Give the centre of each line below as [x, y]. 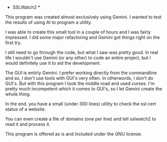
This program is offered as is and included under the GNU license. [74, 134]
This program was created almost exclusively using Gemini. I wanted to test [83, 17]
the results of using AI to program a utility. [49, 22]
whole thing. [18, 94]
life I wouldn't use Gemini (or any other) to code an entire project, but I [78, 58]
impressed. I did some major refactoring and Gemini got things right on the [82, 37]
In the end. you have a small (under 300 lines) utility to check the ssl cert [81, 104]
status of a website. [26, 109]
